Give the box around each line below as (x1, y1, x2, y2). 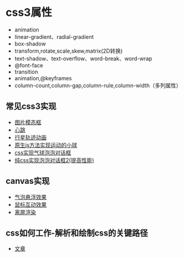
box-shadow (14, 40, 46, 47)
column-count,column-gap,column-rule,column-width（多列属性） (14, 81, 182, 89)
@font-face (14, 61, 44, 69)
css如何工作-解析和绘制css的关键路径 (5, 228, 148, 238)
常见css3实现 (5, 101, 57, 112)
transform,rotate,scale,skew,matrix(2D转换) (14, 47, 123, 55)
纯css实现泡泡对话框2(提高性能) (14, 156, 94, 164)
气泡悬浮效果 (14, 193, 47, 200)
